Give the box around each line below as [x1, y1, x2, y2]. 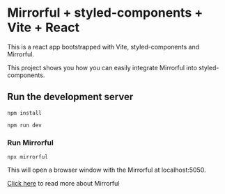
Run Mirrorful [7, 138, 54, 147]
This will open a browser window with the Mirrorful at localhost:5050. [7, 165, 206, 175]
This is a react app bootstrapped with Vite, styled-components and [7, 42, 200, 51]
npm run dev [7, 122, 42, 129]
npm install [7, 109, 42, 116]
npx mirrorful [7, 154, 49, 161]
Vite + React [7, 19, 80, 35]
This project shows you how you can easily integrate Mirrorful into [7, 63, 197, 72]
